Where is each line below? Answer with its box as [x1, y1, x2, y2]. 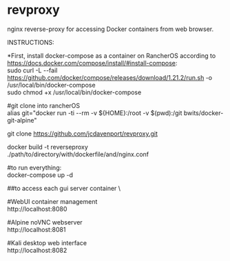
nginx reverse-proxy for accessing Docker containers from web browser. [7, 25, 214, 33]
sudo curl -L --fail [7, 66, 58, 74]
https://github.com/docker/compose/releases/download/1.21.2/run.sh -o [7, 73, 212, 81]
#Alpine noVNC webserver [7, 218, 83, 226]
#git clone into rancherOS [7, 101, 81, 109]
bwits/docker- [183, 109, 224, 117]
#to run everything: [7, 163, 62, 171]
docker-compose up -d [7, 171, 74, 179]
